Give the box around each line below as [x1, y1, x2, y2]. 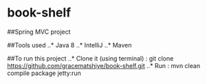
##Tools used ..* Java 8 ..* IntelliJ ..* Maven [7, 41, 132, 49]
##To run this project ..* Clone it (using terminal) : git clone [7, 54, 174, 63]
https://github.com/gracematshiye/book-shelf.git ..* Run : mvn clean [7, 61, 201, 70]
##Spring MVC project [7, 28, 71, 36]
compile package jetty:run [7, 69, 81, 77]
